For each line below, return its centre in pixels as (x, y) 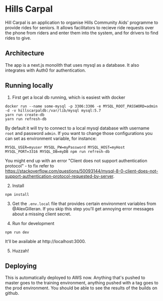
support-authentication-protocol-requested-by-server (59, 176)
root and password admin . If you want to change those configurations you (79, 133)
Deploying (21, 266)
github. (12, 293)
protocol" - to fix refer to (30, 166)
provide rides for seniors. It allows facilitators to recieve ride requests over (80, 27)
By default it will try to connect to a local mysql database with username (77, 128)
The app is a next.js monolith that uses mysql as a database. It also (72, 65)
